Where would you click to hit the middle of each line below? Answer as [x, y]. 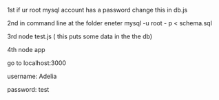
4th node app [27, 50]
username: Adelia [32, 76]
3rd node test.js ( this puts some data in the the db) [80, 36]
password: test [28, 89]
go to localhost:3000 [37, 63]
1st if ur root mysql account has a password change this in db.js [97, 10]
